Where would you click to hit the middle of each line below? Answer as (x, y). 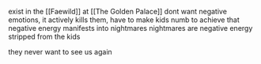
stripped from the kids (44, 36)
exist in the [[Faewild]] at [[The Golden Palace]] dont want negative (118, 11)
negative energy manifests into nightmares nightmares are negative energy (130, 28)
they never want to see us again (60, 52)
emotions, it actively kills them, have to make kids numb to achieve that (124, 20)
